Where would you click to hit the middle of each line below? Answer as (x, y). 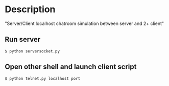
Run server (23, 39)
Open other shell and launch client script (71, 67)
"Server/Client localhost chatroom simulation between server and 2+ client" (84, 23)
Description (30, 9)
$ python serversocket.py (32, 51)
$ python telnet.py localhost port (43, 78)
